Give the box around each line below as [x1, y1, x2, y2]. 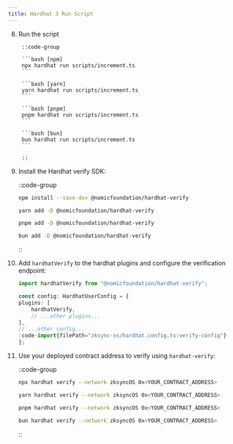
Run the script [18, 30, 59, 38]
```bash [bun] [21, 130, 63, 137]
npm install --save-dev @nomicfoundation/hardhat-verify [18, 194, 189, 201]
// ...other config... [18, 325, 85, 332]
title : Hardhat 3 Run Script [8, 10, 94, 18]
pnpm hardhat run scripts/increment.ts [21, 111, 139, 119]
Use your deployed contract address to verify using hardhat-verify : [18, 352, 215, 360]
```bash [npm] [21, 56, 63, 63]
